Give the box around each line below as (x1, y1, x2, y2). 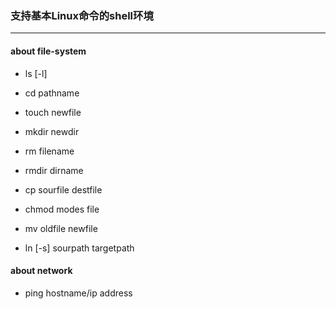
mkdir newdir (24, 125, 80, 137)
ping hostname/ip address (24, 287, 133, 299)
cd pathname (24, 87, 80, 99)
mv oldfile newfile (24, 222, 98, 234)
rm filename (24, 145, 75, 157)
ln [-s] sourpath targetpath (24, 242, 135, 254)
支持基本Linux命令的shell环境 (10, 8, 154, 22)
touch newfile (24, 106, 82, 118)
